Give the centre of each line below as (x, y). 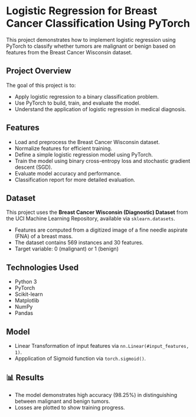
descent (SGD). (33, 167)
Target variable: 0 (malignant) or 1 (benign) (67, 249)
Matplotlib (27, 301)
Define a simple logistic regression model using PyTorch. (84, 154)
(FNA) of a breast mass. (44, 236)
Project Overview (39, 71)
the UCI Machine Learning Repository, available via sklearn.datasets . (91, 219)
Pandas (24, 313)
